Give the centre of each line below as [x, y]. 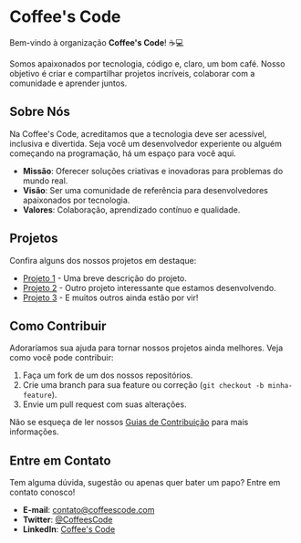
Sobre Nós [40, 112]
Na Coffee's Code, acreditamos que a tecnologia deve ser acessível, [138, 133]
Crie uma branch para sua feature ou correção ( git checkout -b [143, 385]
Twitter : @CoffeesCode [67, 520]
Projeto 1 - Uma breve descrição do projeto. [104, 278]
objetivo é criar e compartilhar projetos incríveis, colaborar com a [132, 73]
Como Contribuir [58, 326]
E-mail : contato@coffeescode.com [88, 510]
